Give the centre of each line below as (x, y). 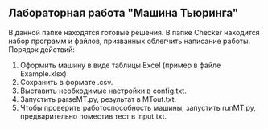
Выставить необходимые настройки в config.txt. (103, 91)
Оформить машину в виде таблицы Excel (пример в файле (120, 65)
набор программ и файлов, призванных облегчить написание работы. (130, 41)
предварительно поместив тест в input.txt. (93, 116)
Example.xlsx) (43, 73)
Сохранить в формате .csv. (66, 82)
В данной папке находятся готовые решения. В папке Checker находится (134, 32)
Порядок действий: (41, 49)
